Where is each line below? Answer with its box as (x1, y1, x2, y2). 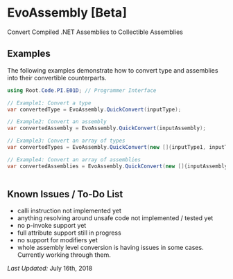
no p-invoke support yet (17, 222, 87, 230)
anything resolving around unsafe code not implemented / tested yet (17, 214, 214, 222)
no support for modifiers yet (17, 236, 98, 244)
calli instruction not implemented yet (17, 206, 121, 215)
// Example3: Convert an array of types (7, 137, 126, 145)
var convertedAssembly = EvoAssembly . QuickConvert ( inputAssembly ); (7, 125, 207, 132)
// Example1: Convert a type (7, 99, 92, 107)
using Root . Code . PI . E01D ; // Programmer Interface (7, 87, 157, 94)
